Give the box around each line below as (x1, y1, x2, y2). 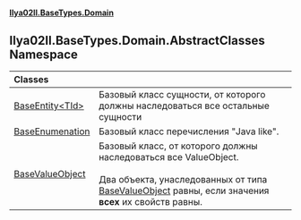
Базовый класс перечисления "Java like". (98, 125, 279, 138)
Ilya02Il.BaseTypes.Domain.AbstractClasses (9, 32, 266, 48)
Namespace (9, 47, 79, 62)
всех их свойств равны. (98, 196, 203, 208)
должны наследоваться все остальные (98, 99, 271, 112)
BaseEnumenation (13, 125, 90, 138)
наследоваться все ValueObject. (98, 151, 239, 164)
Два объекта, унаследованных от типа (98, 173, 268, 186)
